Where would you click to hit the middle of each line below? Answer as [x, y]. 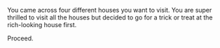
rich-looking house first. [42, 25]
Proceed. [20, 38]
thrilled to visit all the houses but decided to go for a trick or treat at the [110, 17]
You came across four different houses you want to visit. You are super [110, 10]
